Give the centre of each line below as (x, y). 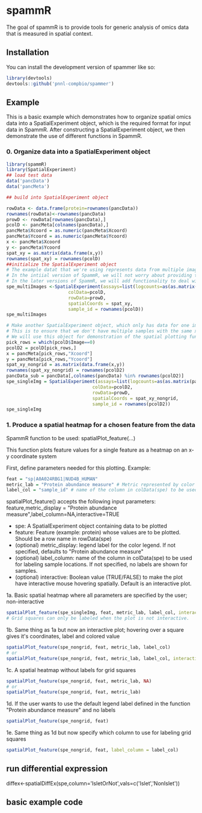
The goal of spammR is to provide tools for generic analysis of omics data (98, 27)
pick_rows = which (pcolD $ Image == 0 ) (51, 342)
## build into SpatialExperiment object (58, 197)
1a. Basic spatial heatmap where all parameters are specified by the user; (97, 595)
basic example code (44, 802)
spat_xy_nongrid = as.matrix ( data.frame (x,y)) (66, 365)
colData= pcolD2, (113, 387)
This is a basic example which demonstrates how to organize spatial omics (99, 117)
